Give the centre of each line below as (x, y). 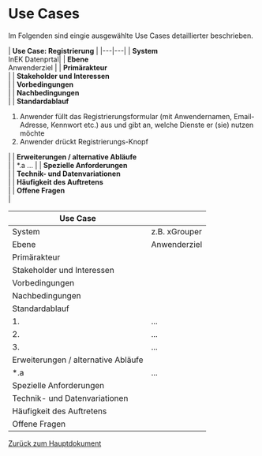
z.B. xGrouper (177, 231)
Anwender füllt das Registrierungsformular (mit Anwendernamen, (126, 116)
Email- (244, 116)
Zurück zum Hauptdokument (55, 443)
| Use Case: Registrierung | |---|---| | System (83, 50)
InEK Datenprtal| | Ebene (49, 59)
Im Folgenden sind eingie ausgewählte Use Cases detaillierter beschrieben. (131, 36)
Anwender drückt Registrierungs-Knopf (84, 141)
